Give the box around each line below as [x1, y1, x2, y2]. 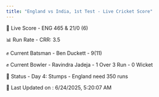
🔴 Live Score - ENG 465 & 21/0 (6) [6, 24, 89, 31]
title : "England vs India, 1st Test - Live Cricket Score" [6, 8, 153, 15]
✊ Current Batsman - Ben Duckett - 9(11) [6, 49, 102, 56]
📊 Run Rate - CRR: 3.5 [6, 36, 60, 43]
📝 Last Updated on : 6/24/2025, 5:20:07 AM [6, 84, 112, 91]
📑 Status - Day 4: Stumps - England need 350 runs [6, 73, 129, 80]
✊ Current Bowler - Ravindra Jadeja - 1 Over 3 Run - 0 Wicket [6, 61, 153, 68]
